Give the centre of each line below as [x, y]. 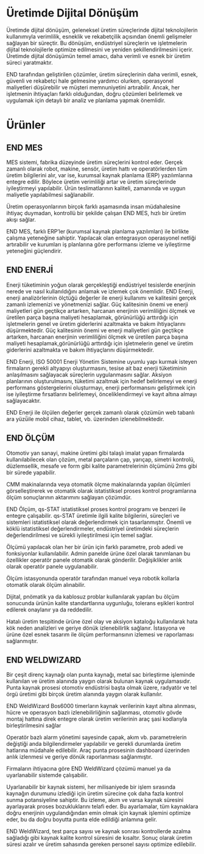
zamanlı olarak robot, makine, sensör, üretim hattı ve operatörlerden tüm [97, 169]
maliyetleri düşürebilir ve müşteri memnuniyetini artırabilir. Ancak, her [93, 87]
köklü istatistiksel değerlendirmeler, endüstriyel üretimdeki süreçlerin [93, 528]
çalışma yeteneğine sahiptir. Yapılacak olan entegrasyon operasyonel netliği [101, 238]
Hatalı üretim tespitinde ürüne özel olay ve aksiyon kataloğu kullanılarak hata [102, 621]
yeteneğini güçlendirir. [34, 251]
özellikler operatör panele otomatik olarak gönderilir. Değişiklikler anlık [94, 560]
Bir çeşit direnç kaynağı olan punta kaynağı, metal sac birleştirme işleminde [101, 675]
